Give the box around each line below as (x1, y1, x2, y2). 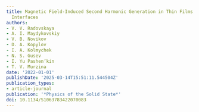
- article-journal (6, 86, 52, 92)
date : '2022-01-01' (6, 69, 55, 75)
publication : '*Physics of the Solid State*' (6, 91, 121, 97)
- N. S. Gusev (6, 53, 42, 59)
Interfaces (11, 14, 39, 20)
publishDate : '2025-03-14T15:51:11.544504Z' (6, 75, 119, 81)
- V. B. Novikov (6, 36, 46, 42)
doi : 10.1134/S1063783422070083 (6, 97, 86, 103)
